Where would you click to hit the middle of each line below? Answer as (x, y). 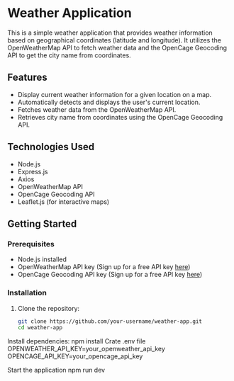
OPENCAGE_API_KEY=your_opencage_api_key (75, 356)
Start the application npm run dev (56, 370)
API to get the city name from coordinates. (69, 55)
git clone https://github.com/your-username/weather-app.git (110, 321)
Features (27, 78)
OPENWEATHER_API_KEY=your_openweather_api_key (86, 349)
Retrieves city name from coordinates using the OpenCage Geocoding (120, 117)
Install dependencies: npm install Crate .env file (77, 341)
